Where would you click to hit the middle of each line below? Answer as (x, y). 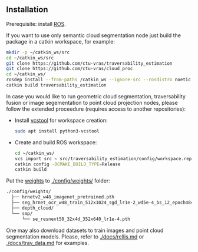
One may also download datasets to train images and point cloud (85, 230)
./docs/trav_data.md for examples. (48, 243)
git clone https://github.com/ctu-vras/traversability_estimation (89, 63)
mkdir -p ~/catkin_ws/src (38, 52)
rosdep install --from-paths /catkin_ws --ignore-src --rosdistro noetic (99, 80)
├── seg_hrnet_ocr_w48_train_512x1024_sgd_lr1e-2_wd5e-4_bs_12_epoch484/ (104, 203)
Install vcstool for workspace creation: (61, 120)
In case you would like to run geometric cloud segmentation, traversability (96, 96)
